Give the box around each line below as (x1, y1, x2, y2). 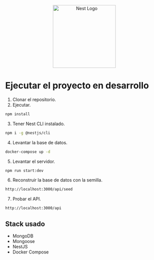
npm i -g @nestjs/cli (5, 130, 51, 135)
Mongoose (12, 238, 35, 244)
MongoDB (12, 233, 34, 239)
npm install (5, 111, 30, 117)
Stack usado (5, 219, 45, 228)
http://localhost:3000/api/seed (5, 187, 73, 192)
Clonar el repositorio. (12, 96, 56, 103)
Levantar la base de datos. (12, 139, 68, 145)
